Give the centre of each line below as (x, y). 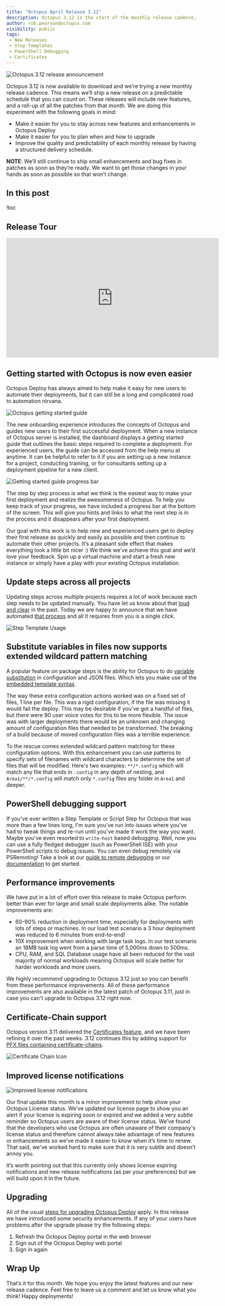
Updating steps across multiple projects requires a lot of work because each (102, 597)
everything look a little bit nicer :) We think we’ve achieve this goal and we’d (101, 550)
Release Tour (32, 227)
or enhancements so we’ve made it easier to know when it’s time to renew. (99, 1140)
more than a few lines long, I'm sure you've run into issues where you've (97, 825)
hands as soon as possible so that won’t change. (67, 174)
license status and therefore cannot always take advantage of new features (101, 1134)
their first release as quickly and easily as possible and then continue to (96, 537)
